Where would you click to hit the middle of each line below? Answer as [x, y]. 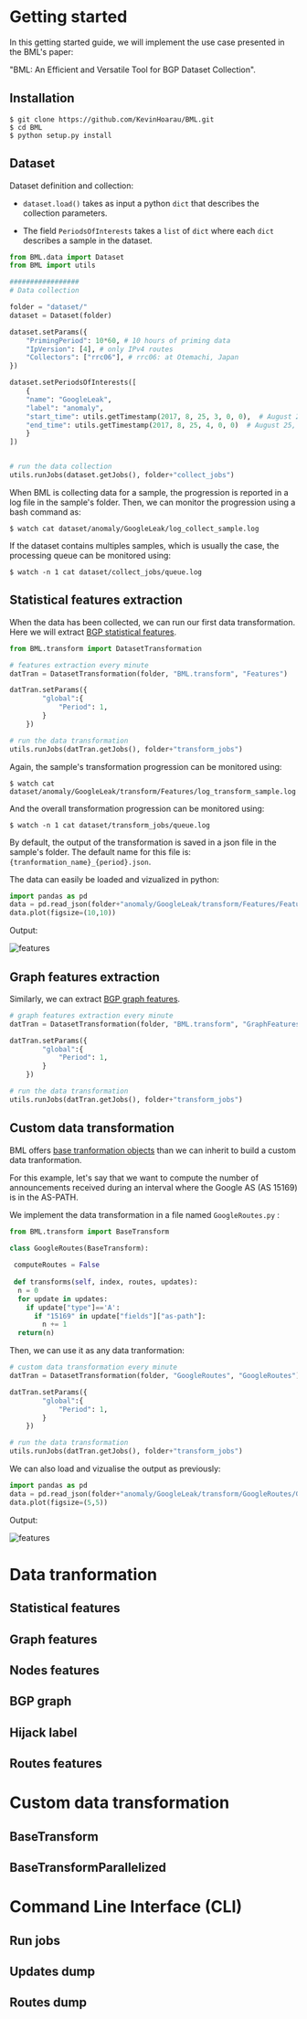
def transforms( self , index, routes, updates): [106, 1282]
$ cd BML [26, 127]
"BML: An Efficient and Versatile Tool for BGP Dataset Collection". [132, 69]
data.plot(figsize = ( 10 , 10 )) [63, 913]
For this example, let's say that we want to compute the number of [134, 1178]
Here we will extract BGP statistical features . [93, 632]
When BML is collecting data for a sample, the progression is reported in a [149, 492]
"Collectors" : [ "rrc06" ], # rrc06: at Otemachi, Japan [132, 358]
